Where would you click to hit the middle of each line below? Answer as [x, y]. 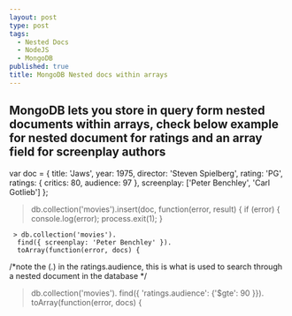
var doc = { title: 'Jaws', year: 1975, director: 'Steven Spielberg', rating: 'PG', [146, 173]
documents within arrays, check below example [144, 124]
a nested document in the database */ [78, 275]
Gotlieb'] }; [29, 192]
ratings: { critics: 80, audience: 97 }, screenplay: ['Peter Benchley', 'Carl [140, 183]
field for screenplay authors [88, 152]
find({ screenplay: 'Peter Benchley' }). [95, 242]
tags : [19, 34]
